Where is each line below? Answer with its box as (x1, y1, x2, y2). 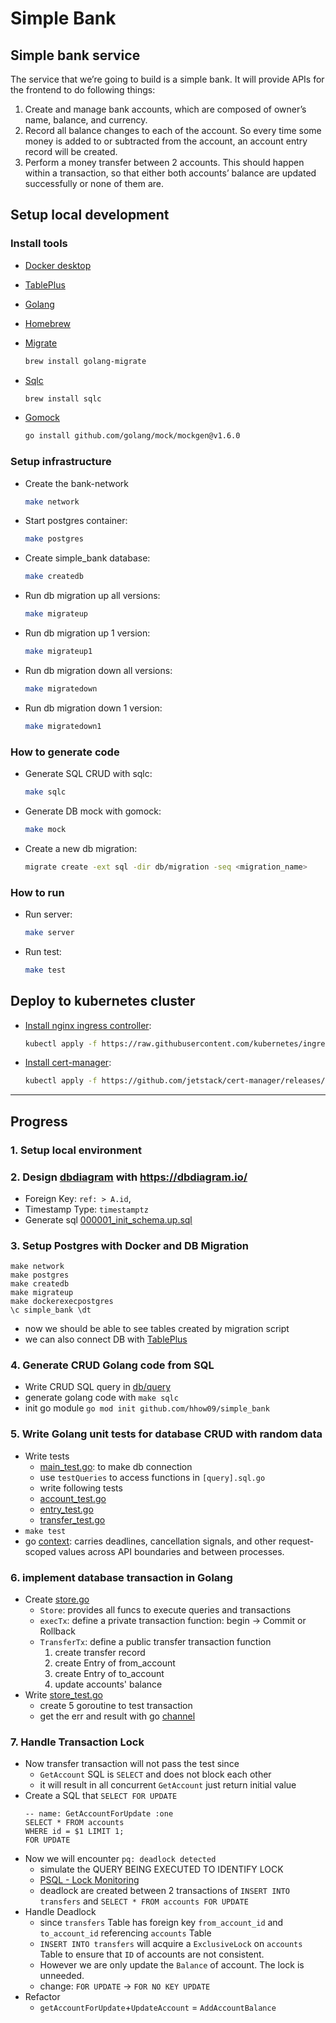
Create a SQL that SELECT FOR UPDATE (24, 1790, 178, 1802)
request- (278, 1535, 315, 1547)
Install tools (10, 237, 68, 251)
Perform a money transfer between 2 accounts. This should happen (24, 157, 305, 168)
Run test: (24, 945, 62, 957)
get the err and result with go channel (39, 1710, 196, 1722)
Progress (10, 1113, 68, 1130)
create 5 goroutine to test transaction (39, 1700, 193, 1712)
